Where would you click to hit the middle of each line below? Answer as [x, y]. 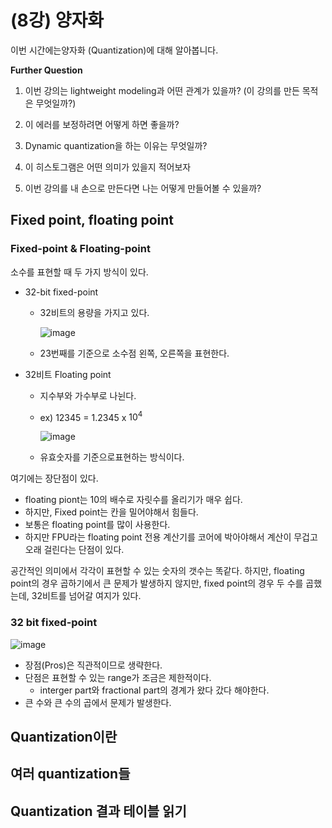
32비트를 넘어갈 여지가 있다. [86, 596]
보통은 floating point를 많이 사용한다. [97, 525]
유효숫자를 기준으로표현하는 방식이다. [112, 457]
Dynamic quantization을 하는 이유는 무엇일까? [116, 145]
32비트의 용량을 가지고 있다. [94, 312]
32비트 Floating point [68, 374]
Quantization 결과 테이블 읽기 [98, 811]
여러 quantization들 [70, 774]
